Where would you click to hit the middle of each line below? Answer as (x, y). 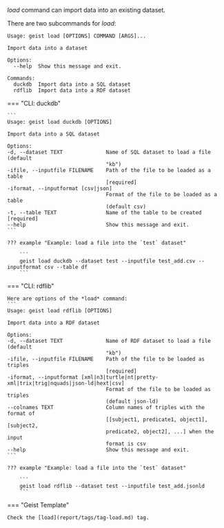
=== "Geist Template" (38, 505)
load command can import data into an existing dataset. (86, 10)
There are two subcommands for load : (62, 23)
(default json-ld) (132, 402)
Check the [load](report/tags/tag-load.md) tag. (78, 518)
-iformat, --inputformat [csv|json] (60, 189)
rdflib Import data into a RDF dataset (72, 91)
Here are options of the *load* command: (68, 299)
